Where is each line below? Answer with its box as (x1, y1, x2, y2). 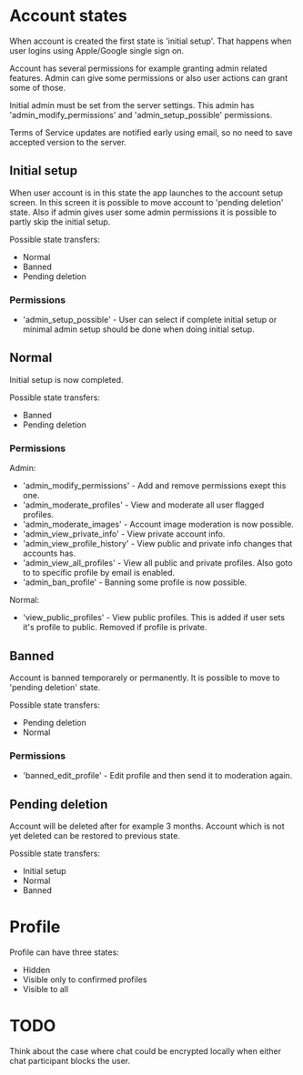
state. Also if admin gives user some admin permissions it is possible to (9, 206, 278, 217)
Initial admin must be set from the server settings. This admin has (9, 99, 255, 110)
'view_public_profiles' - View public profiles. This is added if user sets (22, 612, 285, 623)
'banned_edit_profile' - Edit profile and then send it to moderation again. (22, 770, 293, 781)
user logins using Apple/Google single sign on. (9, 45, 185, 55)
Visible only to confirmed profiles (22, 974, 147, 985)
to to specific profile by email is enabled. (22, 568, 176, 578)
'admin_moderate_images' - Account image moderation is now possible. (22, 519, 294, 530)
